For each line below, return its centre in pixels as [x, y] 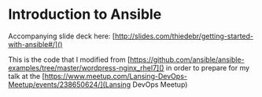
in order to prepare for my [208, 67]
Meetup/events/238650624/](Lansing [70, 84]
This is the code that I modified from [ [69, 59]
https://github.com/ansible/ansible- [187, 59]
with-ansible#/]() [35, 44]
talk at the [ [26, 76]
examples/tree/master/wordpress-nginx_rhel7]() [86, 67]
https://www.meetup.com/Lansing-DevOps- [116, 76]
